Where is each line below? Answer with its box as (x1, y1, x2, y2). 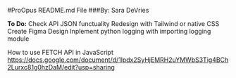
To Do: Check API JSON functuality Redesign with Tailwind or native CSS (7, 20, 220, 27)
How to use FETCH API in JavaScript (7, 48, 114, 56)
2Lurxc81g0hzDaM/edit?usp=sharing (7, 63, 115, 71)
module (7, 34, 30, 43)
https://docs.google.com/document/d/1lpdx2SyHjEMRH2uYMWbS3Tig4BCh (7, 56, 229, 64)
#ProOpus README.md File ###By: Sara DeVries (7, 6, 149, 14)
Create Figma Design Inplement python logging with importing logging (7, 27, 211, 35)
